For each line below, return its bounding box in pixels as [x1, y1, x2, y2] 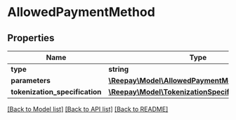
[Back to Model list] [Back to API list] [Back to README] [7, 105, 169, 113]
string [108, 64, 129, 74]
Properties [7, 32, 55, 44]
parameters [11, 76, 51, 85]
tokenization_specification [11, 87, 102, 96]
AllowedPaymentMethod [7, 4, 156, 20]
